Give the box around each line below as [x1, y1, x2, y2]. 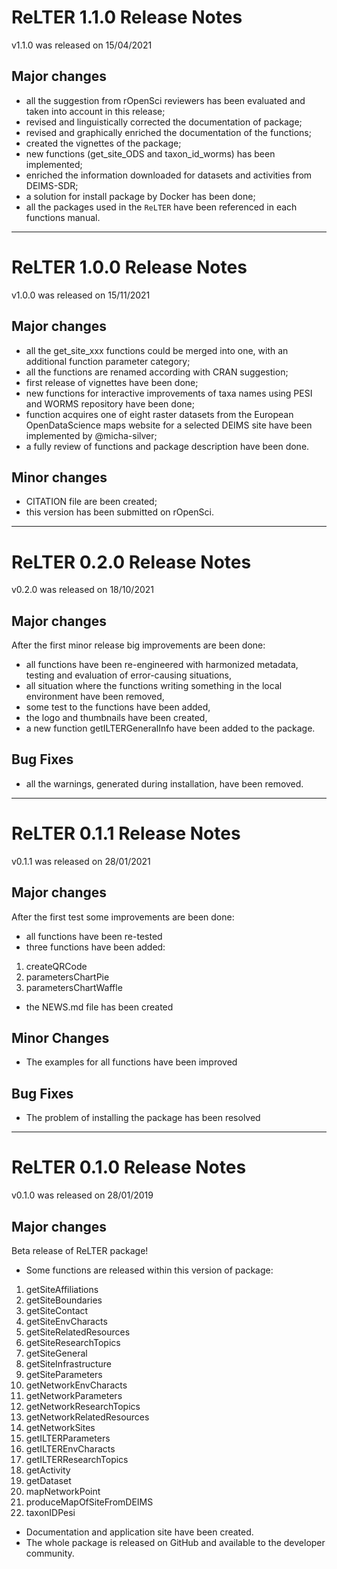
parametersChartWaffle [25, 981, 123, 993]
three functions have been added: [25, 941, 166, 953]
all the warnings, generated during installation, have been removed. [25, 777, 304, 790]
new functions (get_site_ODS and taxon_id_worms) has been [25, 147, 276, 160]
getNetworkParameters [25, 1390, 123, 1401]
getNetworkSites [25, 1422, 96, 1433]
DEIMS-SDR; [25, 179, 79, 191]
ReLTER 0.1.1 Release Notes [11, 822, 241, 845]
